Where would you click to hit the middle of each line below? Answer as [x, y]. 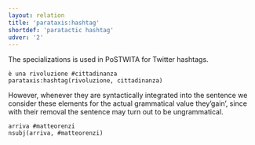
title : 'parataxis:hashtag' [54, 23]
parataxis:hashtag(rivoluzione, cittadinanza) [86, 81]
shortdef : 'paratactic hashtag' [61, 30]
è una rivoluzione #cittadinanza [63, 74]
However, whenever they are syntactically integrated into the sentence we [128, 96]
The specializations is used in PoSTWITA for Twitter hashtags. [109, 60]
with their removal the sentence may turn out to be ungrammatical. [116, 112]
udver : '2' [26, 37]
